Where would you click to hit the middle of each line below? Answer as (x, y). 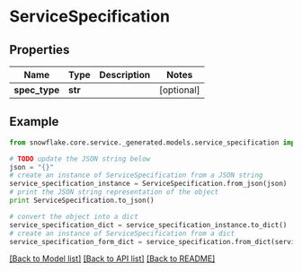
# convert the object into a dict (74, 216)
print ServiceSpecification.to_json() (82, 201)
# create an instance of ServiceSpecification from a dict (122, 233)
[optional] (179, 90)
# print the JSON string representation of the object (114, 192)
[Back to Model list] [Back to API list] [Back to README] (112, 259)
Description (125, 75)
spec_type (37, 90)
